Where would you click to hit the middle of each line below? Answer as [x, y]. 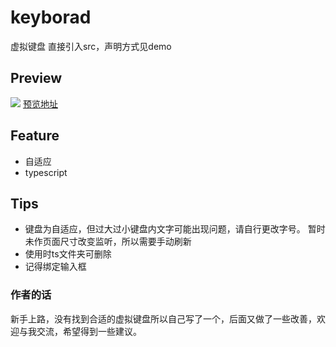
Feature [35, 136]
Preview [36, 78]
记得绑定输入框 [55, 267]
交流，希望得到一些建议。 [89, 331]
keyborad [51, 17]
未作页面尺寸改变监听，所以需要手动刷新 [108, 242]
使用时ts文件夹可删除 [68, 254]
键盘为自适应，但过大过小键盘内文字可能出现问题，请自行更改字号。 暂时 [175, 229]
